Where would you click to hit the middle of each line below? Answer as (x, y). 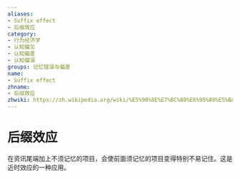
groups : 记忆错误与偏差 (39, 67)
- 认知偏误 (21, 61)
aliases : (20, 14)
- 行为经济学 (24, 41)
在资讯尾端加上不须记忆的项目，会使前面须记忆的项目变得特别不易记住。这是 (120, 158)
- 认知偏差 (21, 54)
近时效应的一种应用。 (39, 167)
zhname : (19, 87)
